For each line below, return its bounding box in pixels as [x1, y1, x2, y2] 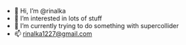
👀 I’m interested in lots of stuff [13, 14, 102, 22]
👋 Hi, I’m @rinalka [13, 7, 66, 15]
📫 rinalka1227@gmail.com [13, 30, 92, 38]
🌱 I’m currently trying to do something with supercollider [13, 22, 180, 30]
